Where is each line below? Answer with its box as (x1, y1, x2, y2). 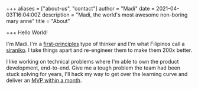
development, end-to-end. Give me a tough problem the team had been (6, 64, 181, 71)
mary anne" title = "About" (6, 18, 70, 24)
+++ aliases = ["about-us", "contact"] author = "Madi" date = (6, 5, 155, 12)
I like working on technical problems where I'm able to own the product (6, 58, 179, 65)
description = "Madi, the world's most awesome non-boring (42, 11, 188, 18)
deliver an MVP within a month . (6, 77, 82, 84)
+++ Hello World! (6, 29, 48, 36)
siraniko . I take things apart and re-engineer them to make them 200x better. (6, 47, 193, 54)
